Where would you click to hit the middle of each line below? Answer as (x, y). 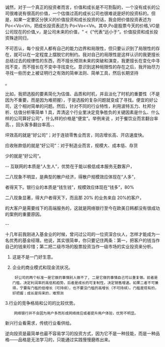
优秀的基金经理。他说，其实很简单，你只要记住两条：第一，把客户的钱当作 (84, 240)
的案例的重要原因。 (25, 214)
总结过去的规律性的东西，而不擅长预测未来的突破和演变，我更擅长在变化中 (80, 61)
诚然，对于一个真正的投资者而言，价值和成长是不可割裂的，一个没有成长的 (80, 7)
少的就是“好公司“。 (24, 156)
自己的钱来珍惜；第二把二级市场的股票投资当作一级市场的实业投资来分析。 (80, 246)
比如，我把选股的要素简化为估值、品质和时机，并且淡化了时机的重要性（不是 (82, 94)
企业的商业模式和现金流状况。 (42, 267)
